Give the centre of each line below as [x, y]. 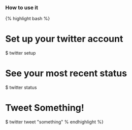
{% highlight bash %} [28, 19]
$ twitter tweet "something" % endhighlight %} [55, 122]
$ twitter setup [21, 53]
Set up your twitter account [64, 39]
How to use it [22, 8]
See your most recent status [66, 74]
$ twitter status [21, 88]
